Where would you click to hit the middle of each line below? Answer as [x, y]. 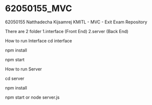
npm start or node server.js [32, 97]
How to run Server [24, 69]
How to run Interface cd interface [39, 41]
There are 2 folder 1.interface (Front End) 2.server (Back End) [67, 31]
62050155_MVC [39, 9]
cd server [15, 78]
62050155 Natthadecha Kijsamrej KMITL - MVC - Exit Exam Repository [76, 22]
